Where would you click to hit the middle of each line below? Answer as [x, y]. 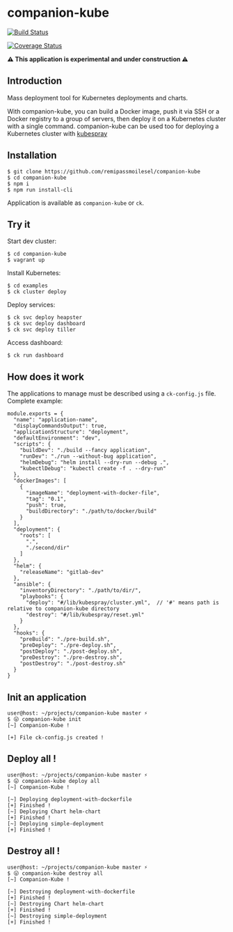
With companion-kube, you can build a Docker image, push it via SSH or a [113, 111]
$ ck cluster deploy [37, 292]
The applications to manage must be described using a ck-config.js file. [112, 394]
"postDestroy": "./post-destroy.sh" [73, 664]
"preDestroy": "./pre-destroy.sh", [71, 658]
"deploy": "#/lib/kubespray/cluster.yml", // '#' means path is [122, 603]
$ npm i [18, 184]
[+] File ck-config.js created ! [56, 738]
